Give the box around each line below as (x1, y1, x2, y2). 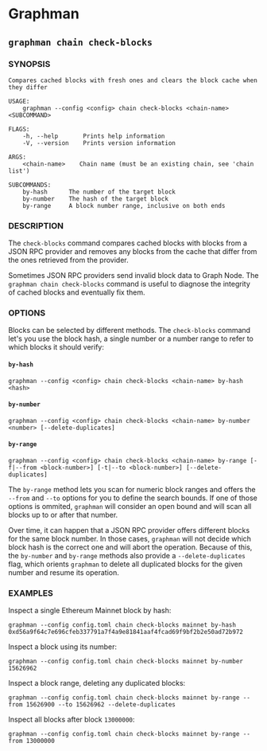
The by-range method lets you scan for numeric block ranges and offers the (8, 485, 256, 495)
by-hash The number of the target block (22, 188, 176, 196)
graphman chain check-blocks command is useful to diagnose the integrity (8, 280, 250, 289)
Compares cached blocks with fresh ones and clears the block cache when (8, 76, 258, 84)
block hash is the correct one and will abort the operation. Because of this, (8, 542, 253, 552)
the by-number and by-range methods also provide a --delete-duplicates (8, 551, 246, 561)
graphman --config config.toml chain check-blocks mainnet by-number (8, 658, 244, 666)
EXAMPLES (8, 588, 53, 598)
